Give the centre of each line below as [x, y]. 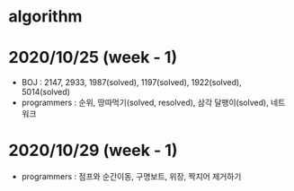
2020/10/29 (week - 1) [93, 151]
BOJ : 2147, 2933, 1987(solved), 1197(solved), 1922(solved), [131, 82]
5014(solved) [46, 92]
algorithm [45, 17]
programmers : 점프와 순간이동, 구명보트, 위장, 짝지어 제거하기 [131, 177]
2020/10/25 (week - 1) [93, 58]
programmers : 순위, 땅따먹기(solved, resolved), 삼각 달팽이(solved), [145, 103]
